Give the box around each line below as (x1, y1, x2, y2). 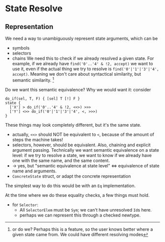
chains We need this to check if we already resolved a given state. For (12, 55, 154, 61)
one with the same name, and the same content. (12, 158, 110, 163)
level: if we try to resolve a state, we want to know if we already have (12, 152, 152, 158)
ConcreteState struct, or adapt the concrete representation (12, 173, 131, 179)
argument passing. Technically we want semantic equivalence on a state (12, 147, 160, 153)
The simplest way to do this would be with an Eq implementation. (5, 183, 136, 188)
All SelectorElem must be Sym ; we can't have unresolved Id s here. (19, 207, 152, 213)
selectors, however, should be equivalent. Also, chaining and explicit (12, 142, 151, 148)
